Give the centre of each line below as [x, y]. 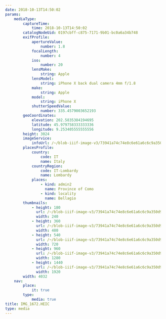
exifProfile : [36, 38]
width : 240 [47, 217]
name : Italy [53, 161]
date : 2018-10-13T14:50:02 [33, 10]
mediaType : [25, 19]
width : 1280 [48, 258]
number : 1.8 [53, 46]
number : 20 [52, 65]
